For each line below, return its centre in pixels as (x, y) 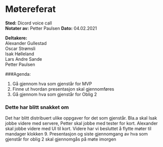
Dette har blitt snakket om (37, 107)
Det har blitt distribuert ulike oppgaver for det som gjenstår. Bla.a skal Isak (81, 118)
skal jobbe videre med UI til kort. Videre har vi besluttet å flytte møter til (79, 129)
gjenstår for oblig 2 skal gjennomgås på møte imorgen (61, 139)
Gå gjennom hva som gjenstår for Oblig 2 (55, 94)
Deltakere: (16, 38)
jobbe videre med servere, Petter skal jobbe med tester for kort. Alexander (81, 124)
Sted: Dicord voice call (29, 23)
